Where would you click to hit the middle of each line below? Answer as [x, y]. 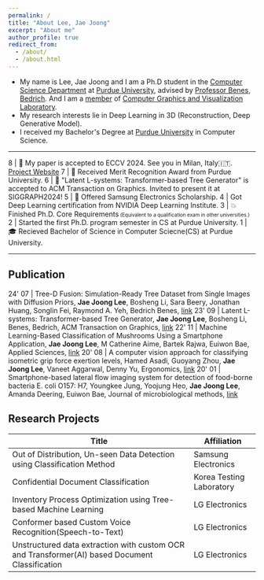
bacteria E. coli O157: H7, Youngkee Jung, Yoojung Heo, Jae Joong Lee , [125, 386]
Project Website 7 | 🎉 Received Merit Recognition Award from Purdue [120, 172]
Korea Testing [219, 477]
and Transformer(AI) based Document [82, 554]
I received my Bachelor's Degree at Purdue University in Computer [127, 131]
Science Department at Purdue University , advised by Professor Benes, [135, 90]
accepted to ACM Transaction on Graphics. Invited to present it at [114, 188]
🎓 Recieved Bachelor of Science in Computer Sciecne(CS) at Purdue [121, 231]
